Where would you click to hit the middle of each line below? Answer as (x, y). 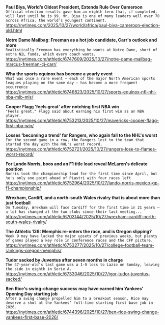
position (14, 169)
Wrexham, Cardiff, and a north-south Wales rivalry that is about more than (83, 198)
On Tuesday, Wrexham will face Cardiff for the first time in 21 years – (83, 207)
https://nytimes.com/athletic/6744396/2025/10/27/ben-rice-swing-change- (82, 312)
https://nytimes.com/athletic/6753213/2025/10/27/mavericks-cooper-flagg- (82, 120)
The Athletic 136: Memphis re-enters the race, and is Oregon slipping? (79, 231)
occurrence (17, 87)
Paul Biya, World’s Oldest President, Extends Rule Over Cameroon (74, 7)
